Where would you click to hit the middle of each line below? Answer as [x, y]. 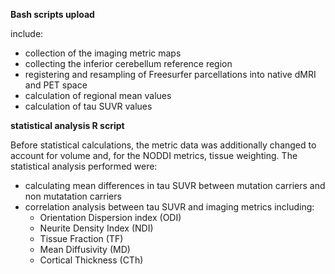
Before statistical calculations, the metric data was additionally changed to [163, 145]
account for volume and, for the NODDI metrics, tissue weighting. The [154, 155]
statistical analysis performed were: [84, 166]
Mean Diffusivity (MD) [85, 249]
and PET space [56, 85]
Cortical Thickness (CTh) [91, 260]
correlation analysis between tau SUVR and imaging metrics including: [169, 207]
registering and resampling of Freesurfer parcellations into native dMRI [170, 74]
